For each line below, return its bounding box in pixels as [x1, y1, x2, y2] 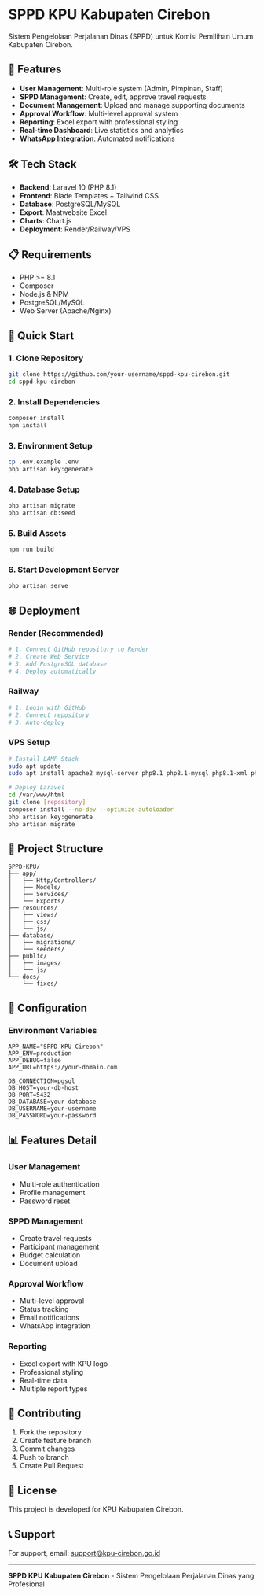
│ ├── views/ [8, 911, 58, 919]
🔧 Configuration [8, 1001, 88, 1014]
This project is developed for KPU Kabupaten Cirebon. [8, 1505, 184, 1514]
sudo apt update [8, 762, 61, 770]
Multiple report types [19, 1383, 88, 1394]
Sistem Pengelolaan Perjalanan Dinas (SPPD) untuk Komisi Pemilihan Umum [8, 31, 254, 41]
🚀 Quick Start [8, 329, 75, 342]
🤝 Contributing [8, 1407, 82, 1420]
